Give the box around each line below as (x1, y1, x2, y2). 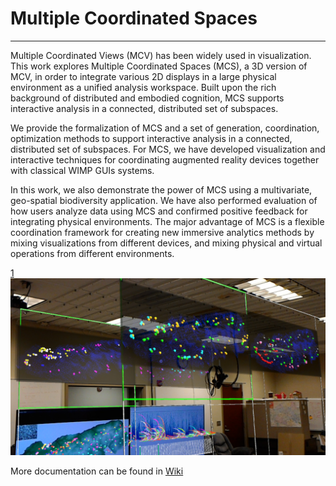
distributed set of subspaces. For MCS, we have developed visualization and (10, 143, 326, 155)
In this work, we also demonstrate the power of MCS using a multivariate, (10, 183, 313, 196)
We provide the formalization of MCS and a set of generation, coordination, (10, 122, 320, 134)
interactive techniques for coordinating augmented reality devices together (10, 153, 320, 166)
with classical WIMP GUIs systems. (10, 164, 155, 176)
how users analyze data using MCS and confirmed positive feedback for (10, 205, 308, 217)
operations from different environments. (10, 247, 175, 259)
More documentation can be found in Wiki (10, 465, 184, 477)
